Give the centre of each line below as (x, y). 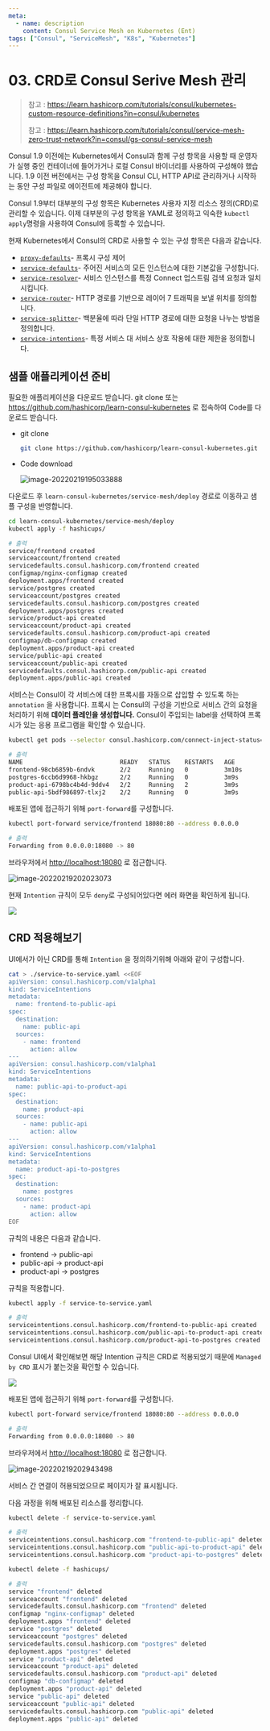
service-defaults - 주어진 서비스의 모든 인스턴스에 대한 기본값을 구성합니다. (139, 268)
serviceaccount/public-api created (68, 663)
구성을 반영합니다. (45, 506)
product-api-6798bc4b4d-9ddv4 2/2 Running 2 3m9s (124, 784)
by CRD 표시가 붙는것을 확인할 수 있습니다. (74, 1367)
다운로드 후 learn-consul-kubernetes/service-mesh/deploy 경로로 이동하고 (129, 496)
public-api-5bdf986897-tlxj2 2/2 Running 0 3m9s (124, 792)
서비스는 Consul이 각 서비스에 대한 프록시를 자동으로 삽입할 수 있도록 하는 (124, 695)
